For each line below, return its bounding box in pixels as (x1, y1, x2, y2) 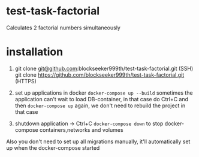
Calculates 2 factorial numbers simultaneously (6, 24, 121, 31)
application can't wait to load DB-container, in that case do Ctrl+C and (14, 95, 189, 102)
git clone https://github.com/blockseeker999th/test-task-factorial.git (14, 71, 185, 78)
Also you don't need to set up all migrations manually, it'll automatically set (6, 138, 191, 145)
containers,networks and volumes (39, 126, 124, 133)
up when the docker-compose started (6, 144, 100, 151)
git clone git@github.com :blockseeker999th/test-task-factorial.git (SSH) (14, 65, 194, 72)
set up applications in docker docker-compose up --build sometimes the (14, 89, 193, 96)
